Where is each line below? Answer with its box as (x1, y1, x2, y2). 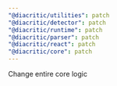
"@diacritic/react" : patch (8, 41, 96, 48)
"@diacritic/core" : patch (8, 48, 92, 56)
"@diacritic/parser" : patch (8, 33, 100, 41)
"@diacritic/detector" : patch (8, 19, 107, 27)
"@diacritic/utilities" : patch (8, 11, 110, 20)
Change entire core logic (8, 70, 88, 78)
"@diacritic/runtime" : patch (8, 26, 103, 34)
